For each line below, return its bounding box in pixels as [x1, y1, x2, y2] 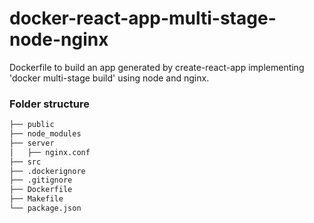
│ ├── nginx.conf [9, 147, 91, 157]
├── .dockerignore [9, 166, 86, 176]
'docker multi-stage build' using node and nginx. [9, 72, 210, 84]
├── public [9, 120, 55, 130]
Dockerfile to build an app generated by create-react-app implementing [9, 61, 305, 73]
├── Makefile [9, 194, 64, 204]
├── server [9, 138, 55, 148]
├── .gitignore [9, 175, 73, 186]
